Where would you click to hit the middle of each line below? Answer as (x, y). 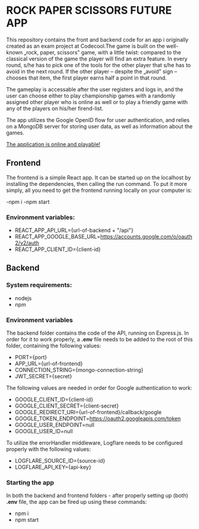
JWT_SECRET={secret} (43, 377)
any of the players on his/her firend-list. (55, 108)
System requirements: (39, 285)
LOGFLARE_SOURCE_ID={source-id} (60, 461)
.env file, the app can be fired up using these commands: (77, 502)
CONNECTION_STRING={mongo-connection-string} (79, 370)
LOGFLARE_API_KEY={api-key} (53, 467)
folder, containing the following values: (54, 346)
